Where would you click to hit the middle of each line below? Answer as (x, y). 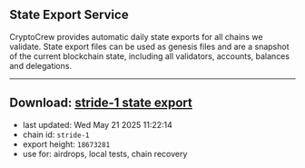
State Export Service (69, 15)
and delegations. (41, 65)
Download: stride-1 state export (101, 103)
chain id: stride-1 (56, 134)
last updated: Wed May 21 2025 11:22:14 (97, 124)
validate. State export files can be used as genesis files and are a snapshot (149, 46)
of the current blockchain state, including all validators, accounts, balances (150, 56)
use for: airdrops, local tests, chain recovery (105, 153)
